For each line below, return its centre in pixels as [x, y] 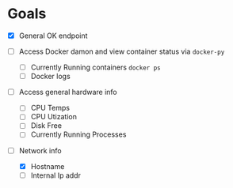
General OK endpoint [53, 36]
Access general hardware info [68, 92]
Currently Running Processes [78, 134]
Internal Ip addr [55, 175]
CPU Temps [50, 108]
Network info [40, 150]
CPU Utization [53, 117]
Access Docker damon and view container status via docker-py [122, 51]
